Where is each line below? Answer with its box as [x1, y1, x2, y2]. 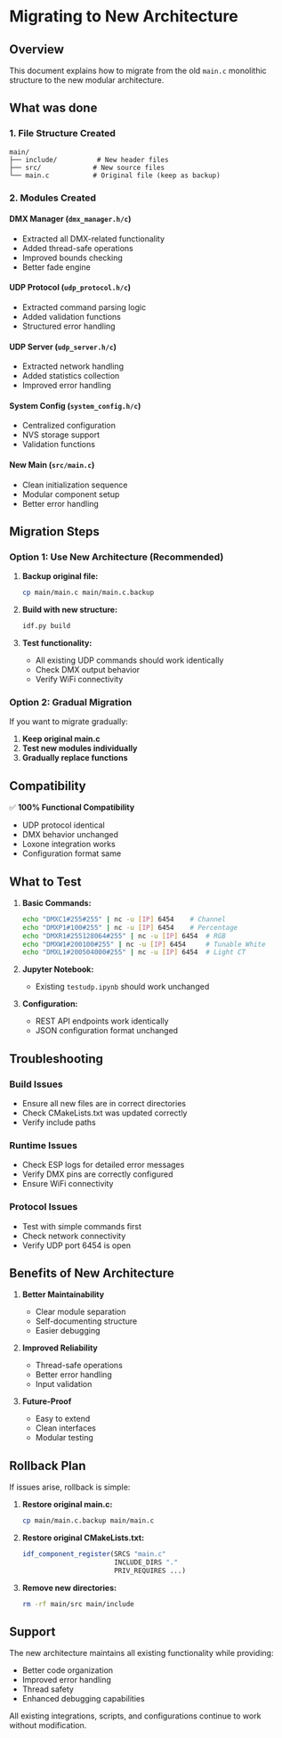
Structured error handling [21, 321, 116, 331]
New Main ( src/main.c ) [9, 460, 95, 470]
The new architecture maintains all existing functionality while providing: [9, 1648, 274, 1659]
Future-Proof [21, 1396, 72, 1407]
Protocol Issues [9, 1201, 78, 1213]
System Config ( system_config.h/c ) [9, 400, 141, 411]
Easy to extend [35, 1414, 91, 1424]
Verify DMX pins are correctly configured [21, 1169, 173, 1179]
